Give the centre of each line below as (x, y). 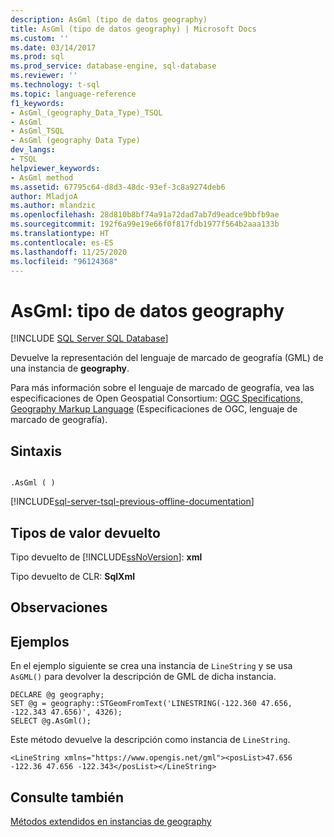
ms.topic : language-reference (73, 94)
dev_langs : (33, 150)
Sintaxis (36, 451)
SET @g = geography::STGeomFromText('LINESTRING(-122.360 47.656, (151, 704)
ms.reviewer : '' (44, 76)
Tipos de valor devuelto (85, 532)
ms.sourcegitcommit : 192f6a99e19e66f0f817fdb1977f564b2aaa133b (145, 224)
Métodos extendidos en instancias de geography (111, 821)
